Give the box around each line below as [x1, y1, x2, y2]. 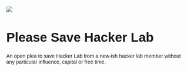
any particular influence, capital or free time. [6, 59, 106, 66]
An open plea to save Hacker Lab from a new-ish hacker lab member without [6, 53, 181, 60]
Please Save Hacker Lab [6, 30, 154, 45]
